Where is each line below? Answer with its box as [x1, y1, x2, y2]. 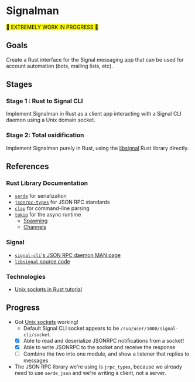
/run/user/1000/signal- [120, 326, 179, 332]
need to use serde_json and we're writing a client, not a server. [14, 370, 166, 377]
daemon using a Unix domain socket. [6, 116, 95, 124]
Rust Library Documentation [6, 179, 88, 187]
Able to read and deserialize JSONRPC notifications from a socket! [23, 337, 184, 344]
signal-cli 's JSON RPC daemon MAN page [14, 251, 121, 259]
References [6, 161, 49, 171]
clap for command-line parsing [14, 205, 90, 212]
